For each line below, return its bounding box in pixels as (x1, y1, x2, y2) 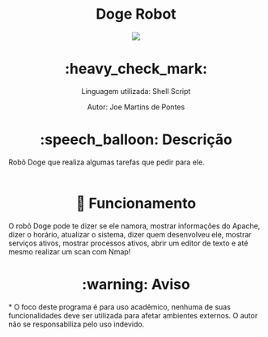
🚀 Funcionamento (75, 194, 197, 212)
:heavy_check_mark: (64, 60, 208, 78)
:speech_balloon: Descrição (40, 130, 232, 149)
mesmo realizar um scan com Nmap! (8, 246, 131, 256)
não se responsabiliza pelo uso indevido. (8, 319, 145, 329)
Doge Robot (96, 5, 177, 23)
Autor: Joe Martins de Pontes (87, 102, 185, 112)
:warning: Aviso (82, 275, 190, 293)
